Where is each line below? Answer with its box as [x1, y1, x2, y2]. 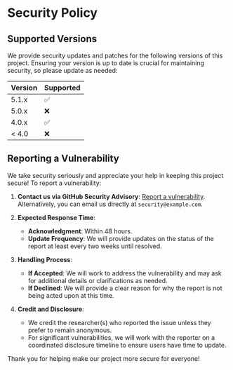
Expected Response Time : [17, 213, 96, 221]
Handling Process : [17, 255, 72, 263]
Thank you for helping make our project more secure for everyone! [7, 354, 200, 362]
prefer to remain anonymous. [27, 326, 112, 334]
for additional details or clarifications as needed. [27, 276, 168, 285]
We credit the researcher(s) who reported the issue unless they [27, 318, 212, 327]
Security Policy [7, 5, 98, 21]
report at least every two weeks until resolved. [27, 242, 163, 250]
